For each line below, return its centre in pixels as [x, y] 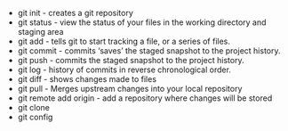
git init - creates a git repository [75, 13]
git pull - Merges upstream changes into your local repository [130, 89]
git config [35, 117]
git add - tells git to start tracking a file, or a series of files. [124, 41]
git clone [34, 107]
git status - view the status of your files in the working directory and [142, 22]
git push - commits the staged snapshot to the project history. [131, 60]
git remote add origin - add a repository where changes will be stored [145, 98]
